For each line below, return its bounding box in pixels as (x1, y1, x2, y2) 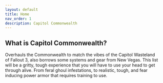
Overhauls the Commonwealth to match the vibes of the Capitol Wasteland (5, 52, 155, 58)
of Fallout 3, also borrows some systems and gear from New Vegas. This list (5, 57, 158, 63)
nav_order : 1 (5, 16, 32, 21)
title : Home (5, 12, 29, 17)
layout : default (5, 7, 38, 12)
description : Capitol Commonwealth (5, 21, 78, 26)
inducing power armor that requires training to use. (5, 73, 107, 79)
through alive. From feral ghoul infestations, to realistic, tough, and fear (5, 67, 148, 73)
